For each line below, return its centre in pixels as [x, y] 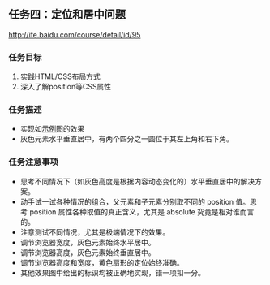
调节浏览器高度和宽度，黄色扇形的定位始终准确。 [102, 262]
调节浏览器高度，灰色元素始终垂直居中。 [88, 252]
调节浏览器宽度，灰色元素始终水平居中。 [88, 242]
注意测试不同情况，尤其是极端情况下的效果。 [95, 232]
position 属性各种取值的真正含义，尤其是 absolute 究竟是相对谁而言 [142, 212]
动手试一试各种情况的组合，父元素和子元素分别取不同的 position [127, 201]
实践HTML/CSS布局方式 [60, 76]
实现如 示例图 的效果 [52, 129]
